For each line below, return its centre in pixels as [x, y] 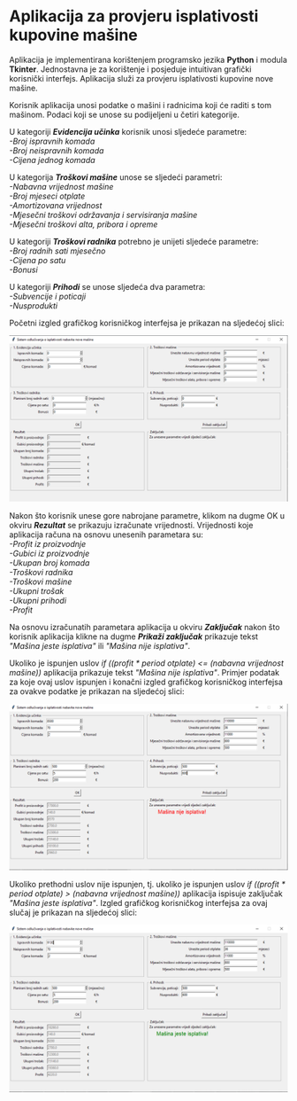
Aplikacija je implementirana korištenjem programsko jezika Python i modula [148, 59]
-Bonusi [23, 269]
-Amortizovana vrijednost [56, 205]
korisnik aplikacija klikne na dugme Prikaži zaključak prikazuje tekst [134, 636]
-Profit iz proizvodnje [48, 544]
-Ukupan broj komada [49, 563]
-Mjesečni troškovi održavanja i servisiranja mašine [103, 215]
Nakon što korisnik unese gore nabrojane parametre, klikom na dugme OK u [147, 516]
